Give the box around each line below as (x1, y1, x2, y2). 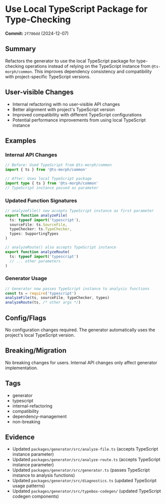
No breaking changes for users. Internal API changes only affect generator (5, 359, 158, 365)
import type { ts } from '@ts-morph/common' (5, 181, 99, 186)
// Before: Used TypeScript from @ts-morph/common (5, 162, 112, 168)
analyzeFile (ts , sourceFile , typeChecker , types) (5, 296, 110, 301)
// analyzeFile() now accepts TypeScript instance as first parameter (5, 208, 154, 213)
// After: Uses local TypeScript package (5, 176, 92, 181)
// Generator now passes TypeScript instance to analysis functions (5, 286, 150, 291)
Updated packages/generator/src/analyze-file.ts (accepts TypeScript (12, 446, 159, 452)
